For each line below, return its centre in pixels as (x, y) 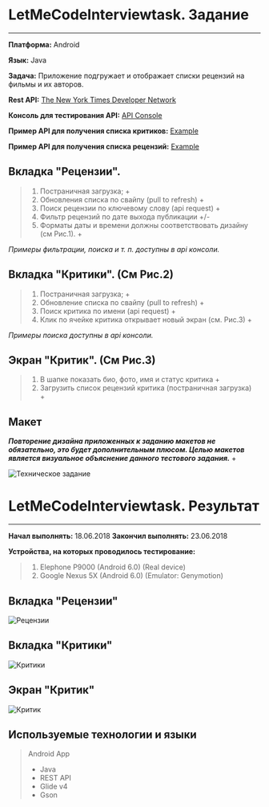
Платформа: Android (44, 44)
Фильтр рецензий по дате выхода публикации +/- (125, 216)
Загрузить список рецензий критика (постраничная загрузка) (146, 388)
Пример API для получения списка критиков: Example (103, 131)
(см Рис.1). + (61, 234)
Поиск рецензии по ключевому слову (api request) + (130, 208)
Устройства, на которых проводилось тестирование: (102, 552)
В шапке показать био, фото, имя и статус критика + (130, 380)
